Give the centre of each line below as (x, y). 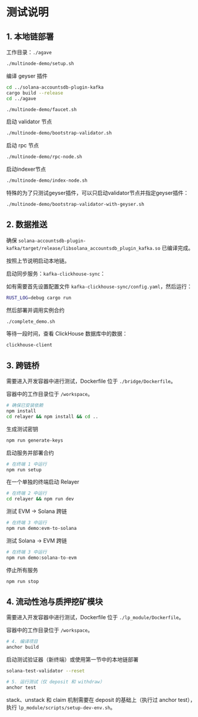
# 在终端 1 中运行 (27, 464)
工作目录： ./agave (29, 52)
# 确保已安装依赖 (25, 406)
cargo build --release (35, 93)
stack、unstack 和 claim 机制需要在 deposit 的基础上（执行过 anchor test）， (101, 699)
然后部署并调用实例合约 (35, 310)
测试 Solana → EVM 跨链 (37, 540)
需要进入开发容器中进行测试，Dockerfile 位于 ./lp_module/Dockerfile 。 (95, 617)
